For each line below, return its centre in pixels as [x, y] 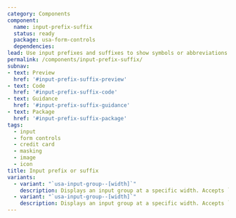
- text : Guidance [33, 99]
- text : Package [31, 112]
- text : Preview [31, 72]
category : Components [39, 14]
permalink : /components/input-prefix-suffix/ [75, 60]
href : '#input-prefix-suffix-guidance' [72, 105]
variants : [22, 177]
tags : [15, 125]
